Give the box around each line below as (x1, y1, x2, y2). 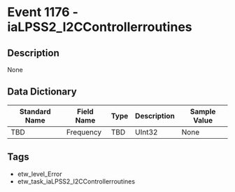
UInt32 (135, 127, 158, 137)
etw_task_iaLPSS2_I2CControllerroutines (17, 177, 135, 186)
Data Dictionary (7, 85, 77, 98)
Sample (190, 107, 216, 116)
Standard (20, 107, 51, 116)
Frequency (66, 127, 102, 137)
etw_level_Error (17, 170, 62, 178)
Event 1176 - (7, 4, 79, 20)
